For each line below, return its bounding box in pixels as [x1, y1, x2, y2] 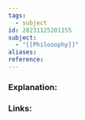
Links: [8, 103, 32, 114]
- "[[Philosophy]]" [15, 41, 79, 49]
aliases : [8, 48, 37, 56]
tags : [8, 11, 26, 20]
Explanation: [8, 81, 57, 92]
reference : [8, 56, 44, 64]
